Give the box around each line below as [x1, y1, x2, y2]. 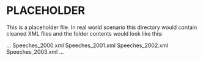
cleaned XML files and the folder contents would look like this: [6, 30, 163, 37]
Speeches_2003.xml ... [6, 48, 64, 55]
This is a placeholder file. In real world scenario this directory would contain [6, 24, 197, 31]
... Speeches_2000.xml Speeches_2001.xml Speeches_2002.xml [6, 42, 169, 49]
